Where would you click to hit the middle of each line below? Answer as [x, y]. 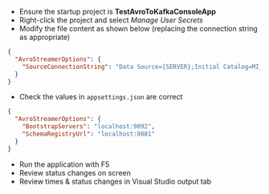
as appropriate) [45, 37]
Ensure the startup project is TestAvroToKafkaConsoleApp [117, 12]
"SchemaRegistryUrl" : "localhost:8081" [89, 134]
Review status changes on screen [75, 172]
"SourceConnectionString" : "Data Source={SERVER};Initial [121, 67]
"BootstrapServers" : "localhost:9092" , [89, 127]
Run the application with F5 [64, 164]
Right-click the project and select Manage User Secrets [111, 20]
